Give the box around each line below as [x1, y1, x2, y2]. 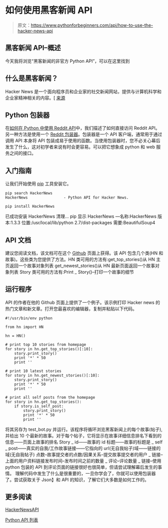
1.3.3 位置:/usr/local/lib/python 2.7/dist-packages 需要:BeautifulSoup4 [11, 220, 155, 226]
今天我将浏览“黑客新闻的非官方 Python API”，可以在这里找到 [5, 58, 130, 64]
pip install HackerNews [5, 204, 55, 209]
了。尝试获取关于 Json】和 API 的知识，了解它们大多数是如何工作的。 [5, 476, 149, 483]
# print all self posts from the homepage [5, 395, 95, 400]
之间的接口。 [9, 150, 36, 156]
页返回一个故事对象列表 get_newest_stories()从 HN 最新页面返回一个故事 [5, 262, 155, 269]
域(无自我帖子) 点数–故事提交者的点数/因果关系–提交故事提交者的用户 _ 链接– [5, 451, 163, 458]
